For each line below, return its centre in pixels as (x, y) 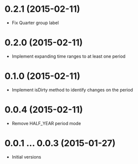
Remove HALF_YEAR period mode (46, 123)
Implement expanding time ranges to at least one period (69, 56)
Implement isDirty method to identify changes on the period (72, 90)
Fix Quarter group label (35, 23)
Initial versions (26, 157)
